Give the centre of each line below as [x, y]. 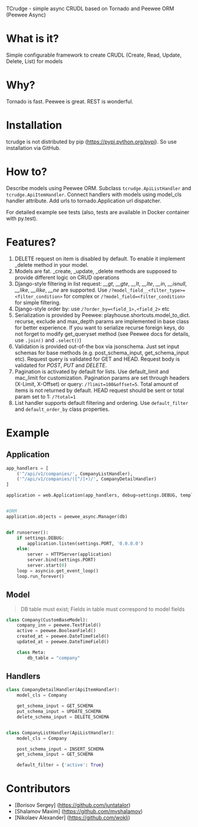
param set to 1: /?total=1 [45, 396]
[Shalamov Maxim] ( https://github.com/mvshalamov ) [79, 812]
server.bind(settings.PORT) [62, 560]
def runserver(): [27, 532]
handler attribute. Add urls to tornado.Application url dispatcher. [84, 201]
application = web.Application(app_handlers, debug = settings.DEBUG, [92, 495]
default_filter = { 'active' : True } [60, 765]
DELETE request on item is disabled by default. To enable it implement [100, 259]
